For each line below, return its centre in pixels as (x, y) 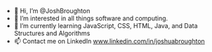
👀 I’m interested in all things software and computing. (91, 18)
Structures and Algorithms (52, 33)
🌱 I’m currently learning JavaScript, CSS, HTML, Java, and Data (106, 26)
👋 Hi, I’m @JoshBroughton (52, 11)
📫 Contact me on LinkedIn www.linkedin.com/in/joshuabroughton (109, 41)
